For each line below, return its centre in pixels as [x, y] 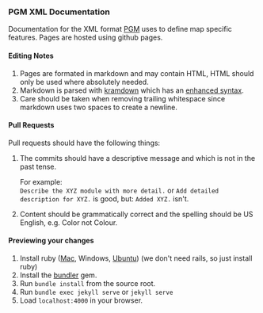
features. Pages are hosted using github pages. [86, 37]
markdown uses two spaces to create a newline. [99, 107]
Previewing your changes [51, 241]
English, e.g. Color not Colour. [69, 222]
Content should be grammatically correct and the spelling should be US [136, 214]
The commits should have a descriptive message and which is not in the [137, 158]
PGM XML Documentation [59, 12]
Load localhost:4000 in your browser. [81, 300]
